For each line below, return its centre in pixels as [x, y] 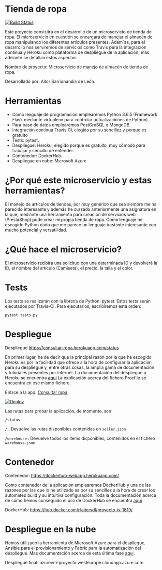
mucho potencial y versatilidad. [36, 230]
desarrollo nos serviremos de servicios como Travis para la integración [76, 47]
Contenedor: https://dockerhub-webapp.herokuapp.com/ [62, 475]
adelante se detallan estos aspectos [41, 57]
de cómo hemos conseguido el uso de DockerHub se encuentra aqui [74, 500]
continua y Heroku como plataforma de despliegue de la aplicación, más [77, 52]
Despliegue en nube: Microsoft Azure [49, 160]
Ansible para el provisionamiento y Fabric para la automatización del [73, 548]
